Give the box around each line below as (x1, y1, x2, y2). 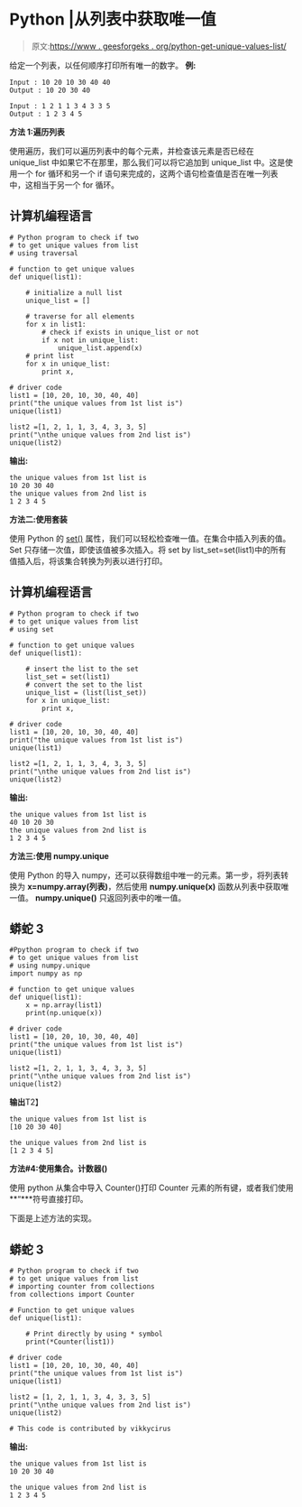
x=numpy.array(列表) (26, 881, 108, 892)
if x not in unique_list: (41, 336, 140, 345)
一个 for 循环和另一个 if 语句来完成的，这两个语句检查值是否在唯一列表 (16, 168, 279, 179)
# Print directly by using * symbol (25, 1329, 164, 1339)
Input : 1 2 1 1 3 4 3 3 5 (9, 101, 111, 110)
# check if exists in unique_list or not (41, 328, 200, 337)
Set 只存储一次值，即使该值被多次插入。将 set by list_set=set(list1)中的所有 (9, 544, 287, 555)
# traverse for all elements (25, 311, 135, 321)
